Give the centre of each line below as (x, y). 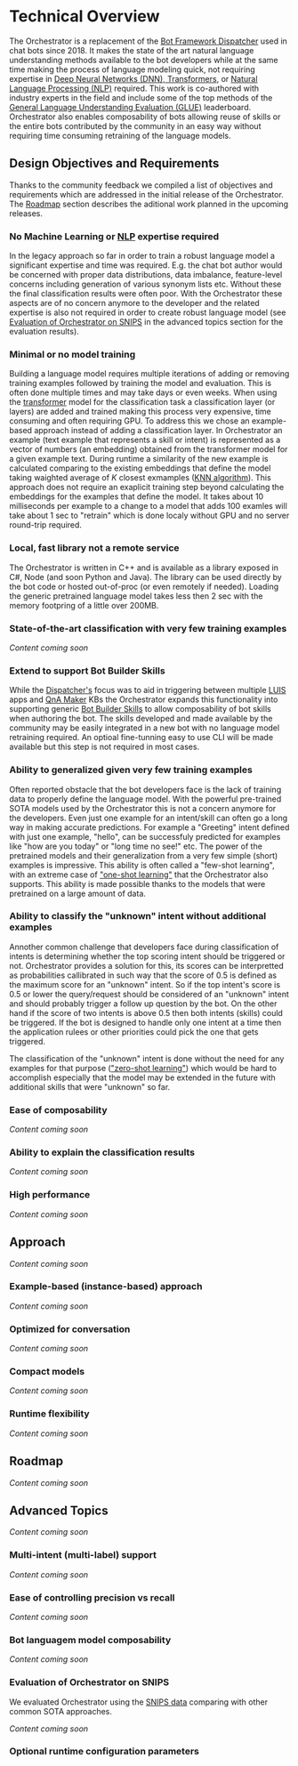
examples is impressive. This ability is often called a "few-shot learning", (142, 865)
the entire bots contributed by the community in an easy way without (135, 125)
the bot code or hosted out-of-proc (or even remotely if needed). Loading (144, 586)
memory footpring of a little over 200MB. (84, 605)
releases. (26, 213)
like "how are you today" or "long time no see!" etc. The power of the (136, 846)
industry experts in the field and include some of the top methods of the (141, 97)
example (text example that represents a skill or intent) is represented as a (145, 440)
